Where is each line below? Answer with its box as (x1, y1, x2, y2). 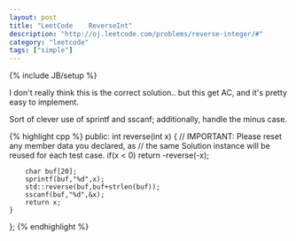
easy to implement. (9, 97, 80, 107)
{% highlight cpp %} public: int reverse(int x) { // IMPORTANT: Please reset (9, 131, 282, 142)
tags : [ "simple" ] (9, 46, 74, 55)
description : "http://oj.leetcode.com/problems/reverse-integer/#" (9, 29, 264, 38)
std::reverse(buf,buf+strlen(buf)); (25, 183, 161, 191)
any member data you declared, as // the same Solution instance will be (9, 141, 270, 152)
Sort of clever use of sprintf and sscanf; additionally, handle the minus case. (9, 114, 288, 125)
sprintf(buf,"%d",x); (25, 175, 105, 184)
